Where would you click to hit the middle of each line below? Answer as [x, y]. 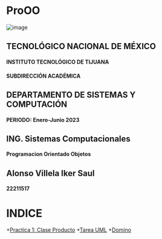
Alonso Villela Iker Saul [50, 173]
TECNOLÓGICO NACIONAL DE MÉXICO [81, 46]
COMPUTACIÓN [37, 104]
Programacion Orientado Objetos [49, 154]
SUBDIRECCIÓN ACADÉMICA [44, 76]
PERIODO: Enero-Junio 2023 [43, 119]
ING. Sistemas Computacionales [69, 139]
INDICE [24, 213]
